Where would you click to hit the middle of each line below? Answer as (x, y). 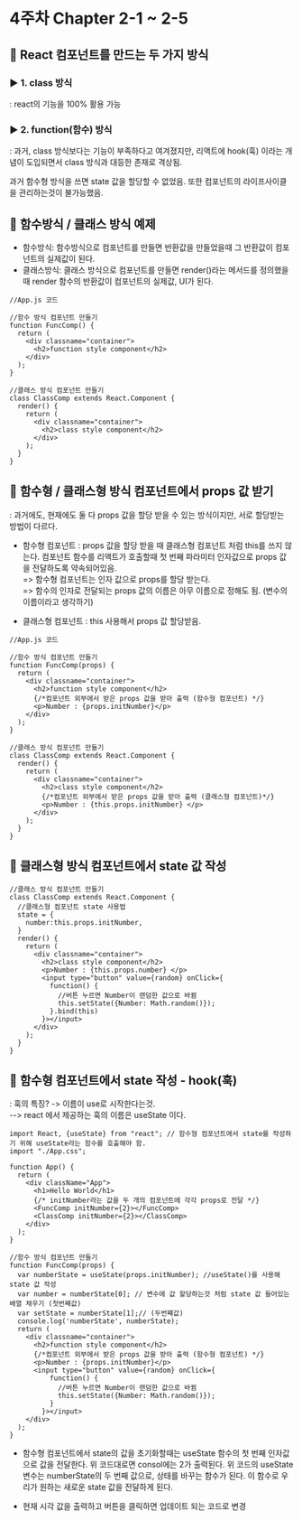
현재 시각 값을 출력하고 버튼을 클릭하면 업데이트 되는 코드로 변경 (134, 1506)
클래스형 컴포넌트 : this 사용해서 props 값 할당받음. (111, 620)
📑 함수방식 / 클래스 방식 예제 (82, 224)
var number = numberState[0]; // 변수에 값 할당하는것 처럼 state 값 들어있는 (154, 1294)
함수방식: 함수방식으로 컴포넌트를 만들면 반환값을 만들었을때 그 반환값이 (147, 247)
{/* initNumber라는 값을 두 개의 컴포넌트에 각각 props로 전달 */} (146, 1201)
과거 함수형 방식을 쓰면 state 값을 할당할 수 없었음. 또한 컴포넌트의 (125, 182)
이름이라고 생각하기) (58, 601)
